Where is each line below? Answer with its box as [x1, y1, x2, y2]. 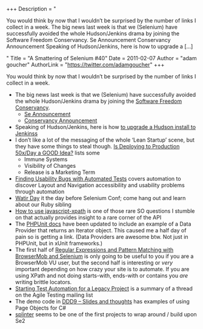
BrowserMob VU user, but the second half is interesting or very [15, 259, 173, 266]
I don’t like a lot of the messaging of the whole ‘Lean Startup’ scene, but [15, 136, 195, 144]
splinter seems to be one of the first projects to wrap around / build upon [15, 311, 197, 318]
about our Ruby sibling [15, 201, 72, 208]
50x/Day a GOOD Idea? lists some [15, 149, 100, 156]
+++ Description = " [6, 5, 56, 12]
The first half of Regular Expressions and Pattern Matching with [15, 246, 174, 253]
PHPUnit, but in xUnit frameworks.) [15, 240, 103, 247]
